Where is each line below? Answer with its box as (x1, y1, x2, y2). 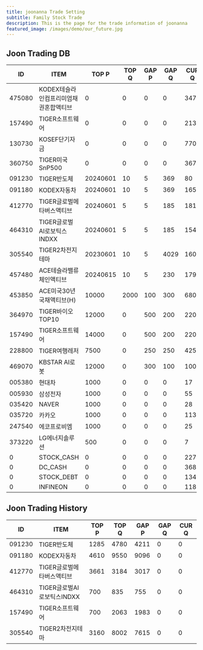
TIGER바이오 (39, 307, 74, 316)
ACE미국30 (39, 287, 71, 295)
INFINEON (39, 483, 68, 491)
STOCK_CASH (39, 453, 80, 461)
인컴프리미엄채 (39, 95, 79, 103)
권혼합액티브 (39, 104, 72, 112)
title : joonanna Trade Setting (6, 8, 85, 15)
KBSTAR (39, 358, 62, 367)
